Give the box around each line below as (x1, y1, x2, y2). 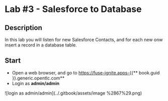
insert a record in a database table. (5, 42, 77, 48)
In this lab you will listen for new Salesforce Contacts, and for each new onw (5, 36, 163, 42)
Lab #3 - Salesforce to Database (5, 3, 142, 15)
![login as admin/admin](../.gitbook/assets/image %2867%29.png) (5, 90, 142, 96)
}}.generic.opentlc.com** (12, 75, 65, 81)
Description (5, 23, 42, 32)
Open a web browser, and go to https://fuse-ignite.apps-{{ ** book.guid (12, 69, 160, 75)
